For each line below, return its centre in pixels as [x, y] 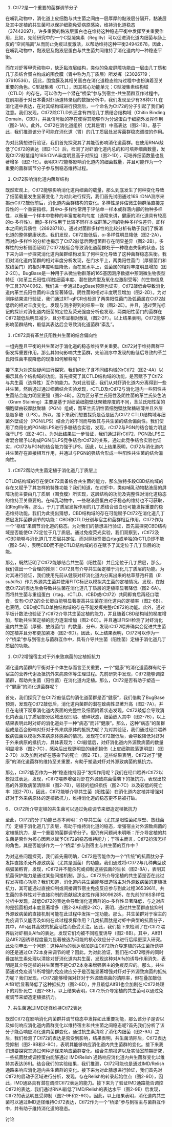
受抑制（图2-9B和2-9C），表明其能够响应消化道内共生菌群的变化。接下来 [82, 1044]
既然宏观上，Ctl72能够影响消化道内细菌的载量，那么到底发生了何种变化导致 [85, 190]
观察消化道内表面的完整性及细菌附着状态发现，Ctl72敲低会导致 [94, 710]
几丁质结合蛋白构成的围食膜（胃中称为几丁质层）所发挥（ [66, 74]
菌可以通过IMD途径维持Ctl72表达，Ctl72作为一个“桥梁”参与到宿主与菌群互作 [85, 1102]
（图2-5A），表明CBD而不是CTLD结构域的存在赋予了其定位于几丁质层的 [81, 545]
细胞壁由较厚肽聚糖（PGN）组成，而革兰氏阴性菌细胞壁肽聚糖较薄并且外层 [84, 408]
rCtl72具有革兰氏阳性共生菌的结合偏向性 [55, 335]
